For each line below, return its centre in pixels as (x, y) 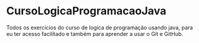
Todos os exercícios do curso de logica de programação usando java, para (99, 27)
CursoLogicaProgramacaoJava (86, 11)
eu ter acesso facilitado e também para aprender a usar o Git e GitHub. (95, 33)
